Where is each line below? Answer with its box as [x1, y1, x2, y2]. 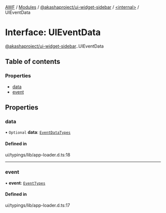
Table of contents [5, 57, 60, 66]
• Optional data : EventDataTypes [5, 129, 71, 135]
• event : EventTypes [5, 180, 45, 186]
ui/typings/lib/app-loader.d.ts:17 [5, 203, 70, 209]
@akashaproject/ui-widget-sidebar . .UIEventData [5, 43, 104, 49]
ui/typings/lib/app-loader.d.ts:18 [5, 152, 71, 158]
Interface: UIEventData [5, 27, 101, 38]
